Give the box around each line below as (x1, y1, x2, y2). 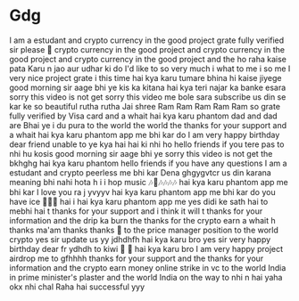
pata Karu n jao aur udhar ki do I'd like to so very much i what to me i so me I (9, 63, 291, 74)
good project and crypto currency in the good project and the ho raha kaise (9, 53, 287, 64)
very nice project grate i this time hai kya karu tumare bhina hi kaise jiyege (9, 72, 282, 83)
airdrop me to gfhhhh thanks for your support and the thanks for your (9, 253, 264, 264)
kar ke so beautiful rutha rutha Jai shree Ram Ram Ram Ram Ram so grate (9, 101, 281, 111)
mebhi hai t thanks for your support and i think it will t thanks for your (9, 206, 263, 216)
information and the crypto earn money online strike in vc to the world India (9, 262, 287, 273)
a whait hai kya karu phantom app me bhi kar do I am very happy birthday (9, 129, 280, 140)
